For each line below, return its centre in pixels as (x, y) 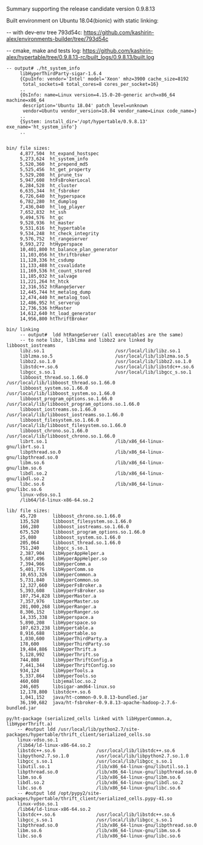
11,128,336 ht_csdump (47, 260)
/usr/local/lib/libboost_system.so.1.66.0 (61, 394)
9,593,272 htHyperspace (51, 244)
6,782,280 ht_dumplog (49, 202)
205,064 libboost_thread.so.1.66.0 (70, 543)
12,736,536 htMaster (46, 308)
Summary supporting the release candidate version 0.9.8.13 (81, 9)
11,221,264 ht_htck (44, 281)
